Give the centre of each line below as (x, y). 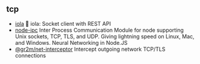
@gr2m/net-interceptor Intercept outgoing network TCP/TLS (90, 49)
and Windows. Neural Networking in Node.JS (71, 42)
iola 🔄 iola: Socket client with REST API (63, 23)
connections (30, 55)
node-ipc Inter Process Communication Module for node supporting (99, 30)
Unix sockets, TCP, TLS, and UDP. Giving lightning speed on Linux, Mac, (105, 36)
